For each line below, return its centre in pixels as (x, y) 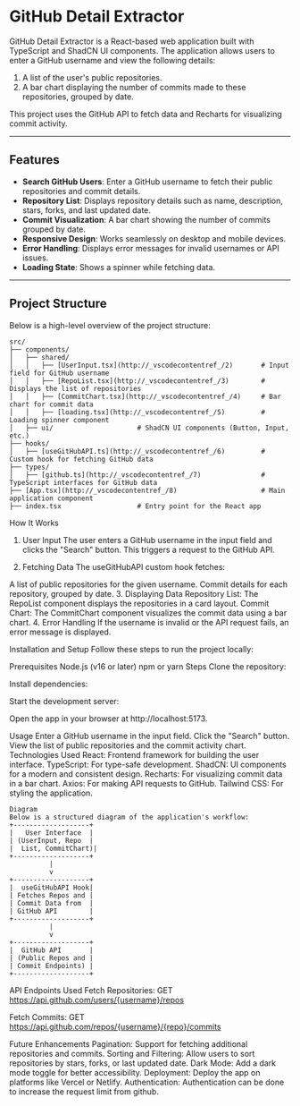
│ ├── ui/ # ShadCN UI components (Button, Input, (150, 428)
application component (51, 498)
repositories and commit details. (81, 191)
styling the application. (51, 793)
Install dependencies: (49, 684)
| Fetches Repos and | (51, 895)
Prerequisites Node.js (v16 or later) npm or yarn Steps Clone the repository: (148, 666)
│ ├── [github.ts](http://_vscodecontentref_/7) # (137, 475)
